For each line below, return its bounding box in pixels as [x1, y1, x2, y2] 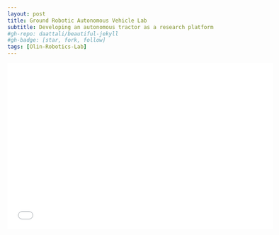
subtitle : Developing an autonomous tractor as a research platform [7, 23, 214, 30]
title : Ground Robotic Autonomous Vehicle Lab [7, 17, 147, 24]
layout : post [7, 10, 46, 18]
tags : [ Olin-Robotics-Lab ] [7, 43, 87, 50]
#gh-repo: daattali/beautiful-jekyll [7, 30, 119, 38]
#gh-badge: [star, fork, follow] [7, 37, 106, 44]
